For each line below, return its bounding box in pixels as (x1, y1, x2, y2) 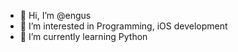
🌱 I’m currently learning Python (19, 31, 148, 42)
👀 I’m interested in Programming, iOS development (19, 20, 228, 32)
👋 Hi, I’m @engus (19, 10, 92, 21)
